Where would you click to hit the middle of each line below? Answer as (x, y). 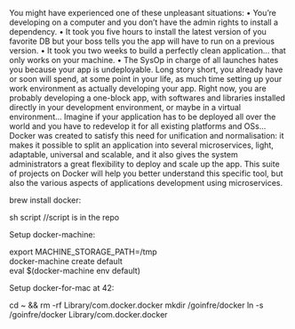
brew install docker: (45, 200)
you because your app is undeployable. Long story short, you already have (146, 69)
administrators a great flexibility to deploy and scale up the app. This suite (144, 164)
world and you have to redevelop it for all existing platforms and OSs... (138, 126)
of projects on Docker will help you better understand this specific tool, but (146, 173)
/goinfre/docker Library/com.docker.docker (88, 314)
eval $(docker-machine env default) (75, 271)
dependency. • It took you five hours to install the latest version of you (138, 32)
